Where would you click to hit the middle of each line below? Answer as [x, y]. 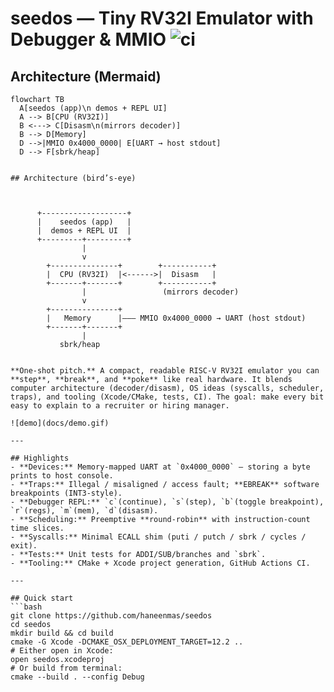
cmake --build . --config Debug [77, 677]
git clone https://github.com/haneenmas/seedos [111, 616]
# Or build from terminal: [66, 668]
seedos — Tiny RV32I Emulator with [162, 18]
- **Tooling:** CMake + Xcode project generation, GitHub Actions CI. [160, 563]
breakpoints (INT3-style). [66, 493]
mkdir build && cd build [62, 633]
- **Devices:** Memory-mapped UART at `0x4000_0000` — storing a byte [160, 467]
